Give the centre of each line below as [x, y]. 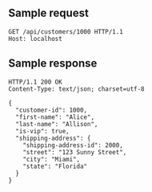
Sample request [49, 13]
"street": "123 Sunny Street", [75, 152]
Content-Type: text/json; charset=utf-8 [77, 89]
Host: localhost [35, 39]
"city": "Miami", [52, 159]
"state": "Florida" [55, 166]
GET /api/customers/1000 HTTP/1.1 [66, 31]
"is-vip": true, [42, 131]
